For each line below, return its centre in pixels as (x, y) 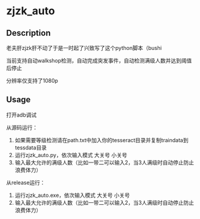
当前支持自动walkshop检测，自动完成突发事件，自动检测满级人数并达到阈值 (99, 60)
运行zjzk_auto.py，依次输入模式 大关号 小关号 (71, 155)
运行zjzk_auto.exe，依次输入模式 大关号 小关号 (72, 195)
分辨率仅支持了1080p (32, 81)
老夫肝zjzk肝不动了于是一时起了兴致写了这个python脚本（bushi (84, 48)
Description (28, 33)
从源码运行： (22, 127)
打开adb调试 (21, 115)
